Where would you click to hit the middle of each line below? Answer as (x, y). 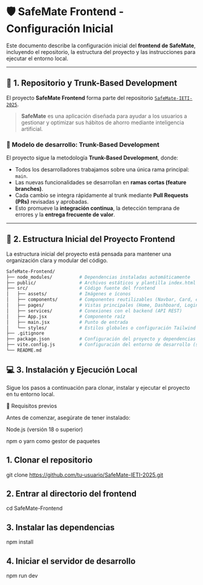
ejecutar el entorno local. (37, 58)
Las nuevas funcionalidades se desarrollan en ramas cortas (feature (101, 182)
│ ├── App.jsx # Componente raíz (66, 316)
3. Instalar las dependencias (60, 527)
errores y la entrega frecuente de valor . (65, 215)
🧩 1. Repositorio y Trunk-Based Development (92, 83)
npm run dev (22, 576)
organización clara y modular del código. (57, 260)
